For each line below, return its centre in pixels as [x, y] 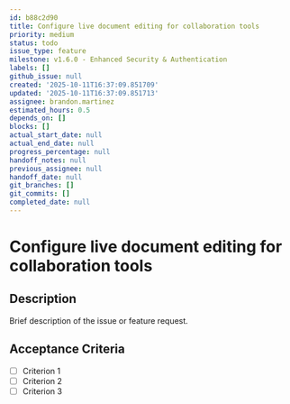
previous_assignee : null [56, 169]
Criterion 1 [41, 371]
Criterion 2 [42, 381]
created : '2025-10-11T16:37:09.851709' [84, 85]
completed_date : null [50, 202]
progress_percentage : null [60, 151]
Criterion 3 [42, 391]
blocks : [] [30, 127]
